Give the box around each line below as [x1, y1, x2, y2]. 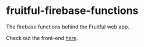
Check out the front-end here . [6, 34, 78, 41]
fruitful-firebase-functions [6, 4, 139, 17]
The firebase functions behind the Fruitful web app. [6, 23, 129, 30]
